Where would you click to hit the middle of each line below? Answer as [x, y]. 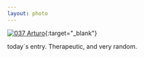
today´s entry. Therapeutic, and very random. [72, 46]
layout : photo [28, 13]
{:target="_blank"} [71, 33]
